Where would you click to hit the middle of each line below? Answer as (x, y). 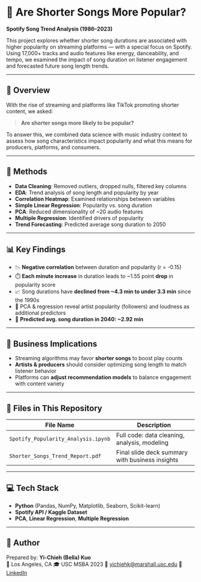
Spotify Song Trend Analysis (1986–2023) (60, 29)
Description (154, 425)
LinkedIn (17, 572)
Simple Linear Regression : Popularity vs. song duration (83, 205)
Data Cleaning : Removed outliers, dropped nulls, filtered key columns (100, 186)
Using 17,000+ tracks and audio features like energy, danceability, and (93, 53)
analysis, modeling (142, 443)
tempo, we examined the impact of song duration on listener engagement (97, 59)
